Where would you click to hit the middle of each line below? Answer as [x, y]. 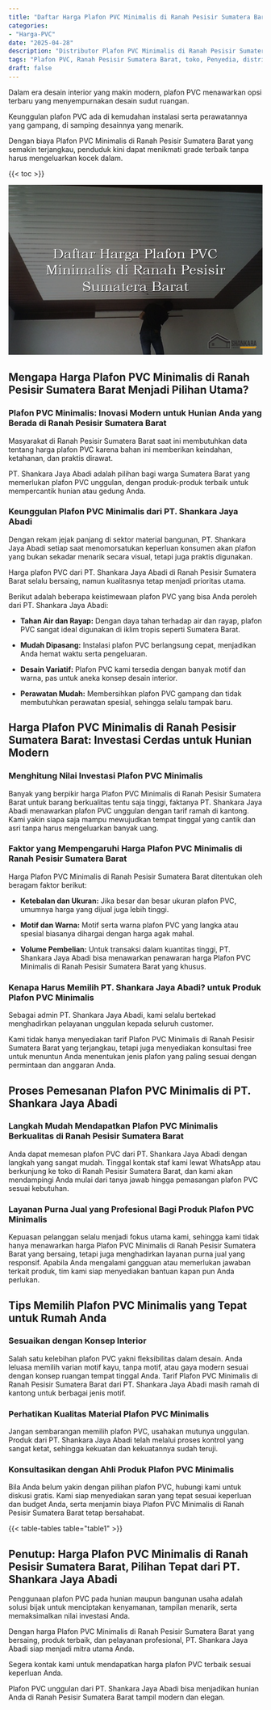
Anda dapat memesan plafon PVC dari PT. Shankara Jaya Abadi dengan [128, 1154]
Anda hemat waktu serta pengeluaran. [83, 653]
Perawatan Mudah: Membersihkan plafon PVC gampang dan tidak [131, 693]
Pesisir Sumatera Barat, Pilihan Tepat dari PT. [124, 1566]
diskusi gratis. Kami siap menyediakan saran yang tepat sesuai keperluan [130, 1496]
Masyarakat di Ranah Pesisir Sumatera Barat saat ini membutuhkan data [128, 441]
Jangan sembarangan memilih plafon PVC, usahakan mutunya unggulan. [129, 1432]
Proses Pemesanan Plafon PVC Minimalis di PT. [130, 1090]
